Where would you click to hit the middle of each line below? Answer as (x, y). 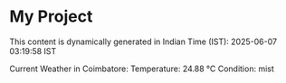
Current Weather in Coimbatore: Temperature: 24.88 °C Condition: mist (142, 69)
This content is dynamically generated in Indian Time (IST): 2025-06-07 (143, 41)
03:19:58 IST (33, 51)
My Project (51, 17)
